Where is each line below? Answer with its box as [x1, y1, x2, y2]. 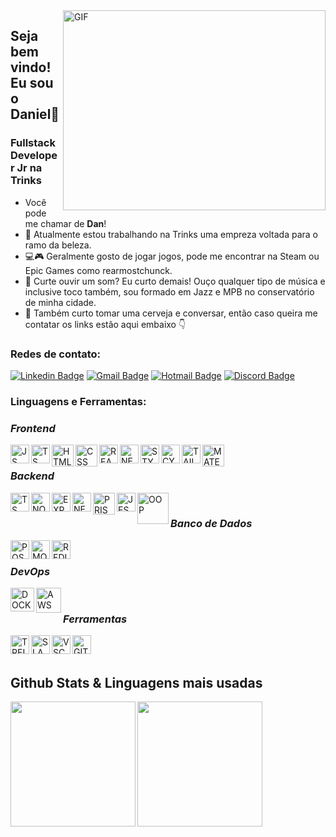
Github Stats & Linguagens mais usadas [10, 674, 263, 691]
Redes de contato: [10, 347, 102, 361]
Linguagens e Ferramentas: [10, 394, 147, 408]
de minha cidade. [24, 296, 97, 308]
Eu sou [10, 75, 54, 92]
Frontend [10, 421, 56, 435]
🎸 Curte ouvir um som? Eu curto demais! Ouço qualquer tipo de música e [24, 275, 326, 287]
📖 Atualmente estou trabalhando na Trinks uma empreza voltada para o [24, 228, 319, 240]
